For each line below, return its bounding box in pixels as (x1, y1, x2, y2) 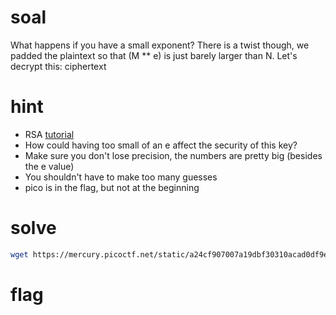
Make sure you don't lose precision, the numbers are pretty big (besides (24, 149, 323, 161)
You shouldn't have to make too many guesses (24, 171, 218, 183)
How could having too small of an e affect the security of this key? (24, 139, 298, 151)
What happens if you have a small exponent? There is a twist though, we (10, 39, 310, 51)
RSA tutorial (24, 128, 75, 140)
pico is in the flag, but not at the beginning (24, 181, 200, 193)
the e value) (24, 160, 75, 172)
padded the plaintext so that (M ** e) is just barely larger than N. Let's (10, 49, 298, 61)
